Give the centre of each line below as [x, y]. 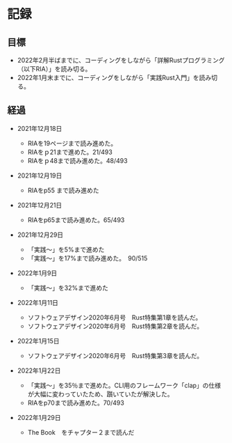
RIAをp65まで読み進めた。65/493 [76, 219]
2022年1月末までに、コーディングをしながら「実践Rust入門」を [108, 78]
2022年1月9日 [37, 273]
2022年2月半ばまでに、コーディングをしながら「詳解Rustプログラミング [121, 60]
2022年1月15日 [38, 341]
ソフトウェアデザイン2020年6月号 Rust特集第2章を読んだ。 [115, 326]
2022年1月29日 [39, 417]
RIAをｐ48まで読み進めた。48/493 [77, 160]
